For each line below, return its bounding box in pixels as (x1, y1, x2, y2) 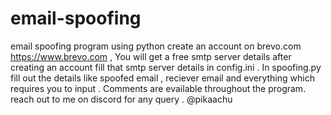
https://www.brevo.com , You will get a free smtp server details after (10, 50, 292, 62)
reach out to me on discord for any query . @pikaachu (10, 93, 233, 105)
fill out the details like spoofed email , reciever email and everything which (10, 72, 315, 84)
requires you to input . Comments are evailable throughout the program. (10, 82, 307, 94)
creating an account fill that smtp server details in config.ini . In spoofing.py (10, 61, 322, 73)
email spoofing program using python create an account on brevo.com (10, 40, 302, 52)
